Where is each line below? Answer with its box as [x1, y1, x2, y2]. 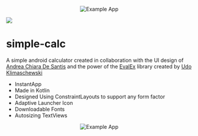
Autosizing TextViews [14, 112, 68, 119]
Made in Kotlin [14, 87, 50, 94]
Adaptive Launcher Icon [14, 99, 73, 106]
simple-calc [6, 37, 66, 51]
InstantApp [14, 80, 42, 88]
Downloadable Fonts [14, 105, 65, 112]
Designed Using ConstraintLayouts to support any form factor [14, 93, 165, 100]
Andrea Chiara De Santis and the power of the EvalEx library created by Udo [6, 62, 192, 70]
